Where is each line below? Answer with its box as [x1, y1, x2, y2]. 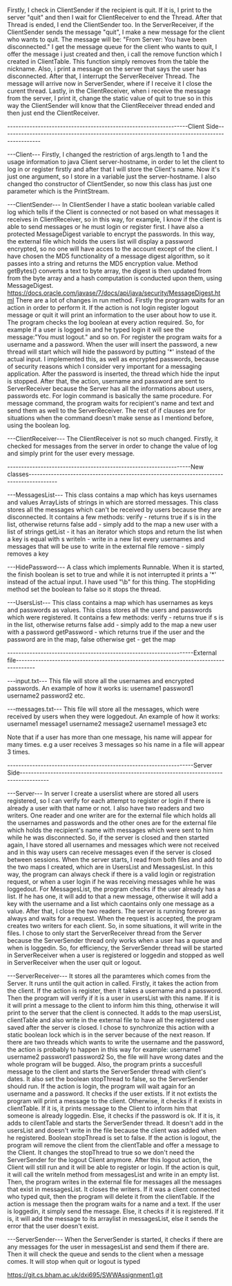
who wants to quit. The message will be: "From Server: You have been [7, 35, 207, 44]
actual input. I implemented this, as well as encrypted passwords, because [7, 355, 220, 363]
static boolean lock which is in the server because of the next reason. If [7, 1031, 211, 1039]
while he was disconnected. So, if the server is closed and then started [7, 833, 209, 842]
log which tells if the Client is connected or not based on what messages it [7, 208, 219, 216]
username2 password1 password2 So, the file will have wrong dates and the [7, 1053, 224, 1061]
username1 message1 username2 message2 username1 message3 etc [7, 720, 207, 727]
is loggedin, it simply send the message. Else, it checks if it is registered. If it [7, 1207, 224, 1215]
